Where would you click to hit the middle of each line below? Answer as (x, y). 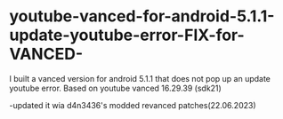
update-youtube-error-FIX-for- (127, 35)
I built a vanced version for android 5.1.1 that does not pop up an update (140, 78)
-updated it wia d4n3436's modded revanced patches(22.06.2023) (133, 105)
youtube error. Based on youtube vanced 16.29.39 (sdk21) (116, 88)
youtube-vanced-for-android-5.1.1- (142, 16)
